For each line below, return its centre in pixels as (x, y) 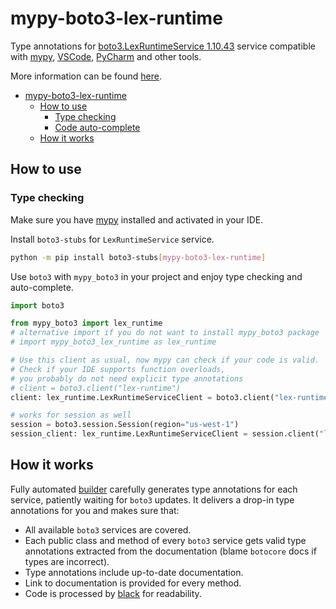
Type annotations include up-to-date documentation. (134, 572)
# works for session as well (71, 415)
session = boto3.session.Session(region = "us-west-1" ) (125, 425)
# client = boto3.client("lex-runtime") (96, 388)
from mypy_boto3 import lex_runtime (86, 323)
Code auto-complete (97, 127)
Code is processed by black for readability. (113, 593)
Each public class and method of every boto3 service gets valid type (165, 540)
